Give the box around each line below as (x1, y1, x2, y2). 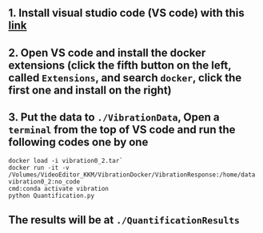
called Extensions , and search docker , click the (8, 71, 242, 85)
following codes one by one (8, 136, 149, 149)
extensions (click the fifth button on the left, (8, 58, 232, 72)
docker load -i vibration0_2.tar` (8, 156, 124, 164)
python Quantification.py (8, 192, 94, 199)
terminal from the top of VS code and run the (8, 123, 236, 136)
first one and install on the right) (8, 83, 172, 97)
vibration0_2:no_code (8, 177, 81, 186)
